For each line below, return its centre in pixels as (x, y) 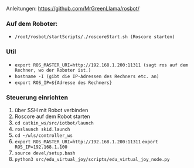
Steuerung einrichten (37, 98)
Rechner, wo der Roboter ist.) (53, 70)
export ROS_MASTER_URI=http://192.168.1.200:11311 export (86, 142)
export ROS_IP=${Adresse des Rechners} (63, 83)
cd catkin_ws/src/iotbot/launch (54, 123)
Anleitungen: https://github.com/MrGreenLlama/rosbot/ (73, 9)
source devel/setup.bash (45, 153)
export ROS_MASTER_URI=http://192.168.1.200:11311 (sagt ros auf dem (101, 65)
